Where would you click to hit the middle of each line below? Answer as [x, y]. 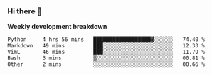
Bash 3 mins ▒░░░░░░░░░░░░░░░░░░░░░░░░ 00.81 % [106, 58]
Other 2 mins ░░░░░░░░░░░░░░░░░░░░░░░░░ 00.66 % [106, 64]
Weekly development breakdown [57, 27]
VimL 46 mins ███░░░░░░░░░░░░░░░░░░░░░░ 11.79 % [106, 52]
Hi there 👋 [25, 11]
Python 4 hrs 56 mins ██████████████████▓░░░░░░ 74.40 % [106, 40]
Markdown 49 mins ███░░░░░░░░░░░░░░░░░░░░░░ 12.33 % [106, 46]
